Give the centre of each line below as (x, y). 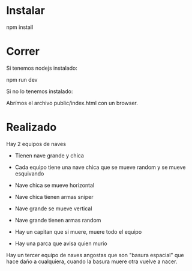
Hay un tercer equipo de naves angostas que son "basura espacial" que (95, 255)
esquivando (29, 173)
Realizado (31, 127)
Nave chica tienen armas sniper (54, 196)
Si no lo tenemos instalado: (40, 91)
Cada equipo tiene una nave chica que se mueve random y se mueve (100, 167)
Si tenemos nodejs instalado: (42, 68)
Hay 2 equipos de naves (36, 144)
